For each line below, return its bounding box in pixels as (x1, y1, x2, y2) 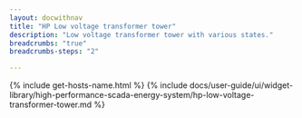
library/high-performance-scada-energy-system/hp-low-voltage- (9, 90, 255, 101)
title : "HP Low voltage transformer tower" (9, 22, 177, 31)
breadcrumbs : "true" (9, 38, 88, 48)
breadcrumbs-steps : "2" (9, 47, 100, 56)
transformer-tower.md (9, 99, 93, 110)
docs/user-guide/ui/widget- (189, 80, 293, 91)
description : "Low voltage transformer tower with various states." (9, 30, 274, 39)
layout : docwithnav (9, 13, 83, 23)
